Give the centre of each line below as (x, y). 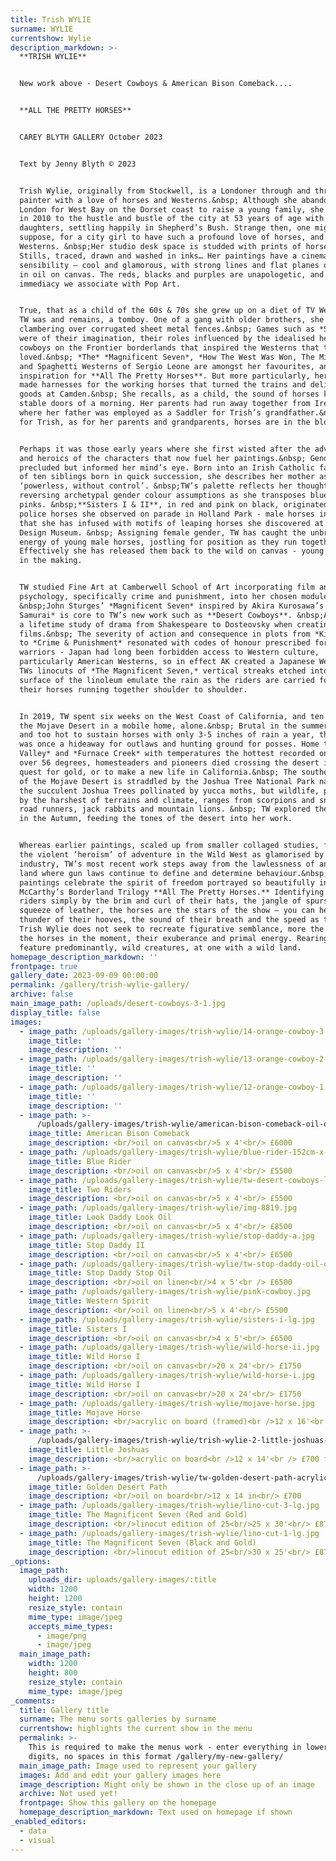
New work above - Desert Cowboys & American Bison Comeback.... (156, 84)
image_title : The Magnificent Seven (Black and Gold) (142, 1542)
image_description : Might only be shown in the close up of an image (167, 1784)
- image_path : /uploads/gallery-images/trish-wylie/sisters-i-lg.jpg (167, 1319)
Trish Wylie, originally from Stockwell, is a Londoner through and (165, 191)
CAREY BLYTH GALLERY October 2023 (91, 137)
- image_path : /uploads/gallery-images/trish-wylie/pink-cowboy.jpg (165, 1292)
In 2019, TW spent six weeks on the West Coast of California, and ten (172, 716)
